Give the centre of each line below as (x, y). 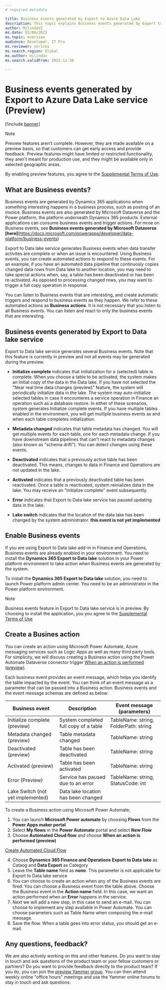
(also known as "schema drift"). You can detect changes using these (82, 444)
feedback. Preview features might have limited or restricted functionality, (79, 154)
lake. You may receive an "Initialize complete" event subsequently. (80, 490)
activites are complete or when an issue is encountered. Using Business (78, 253)
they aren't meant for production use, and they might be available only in (79, 159)
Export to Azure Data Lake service (77, 100)
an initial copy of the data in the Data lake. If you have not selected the (84, 382)
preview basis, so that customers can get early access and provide (73, 149)
